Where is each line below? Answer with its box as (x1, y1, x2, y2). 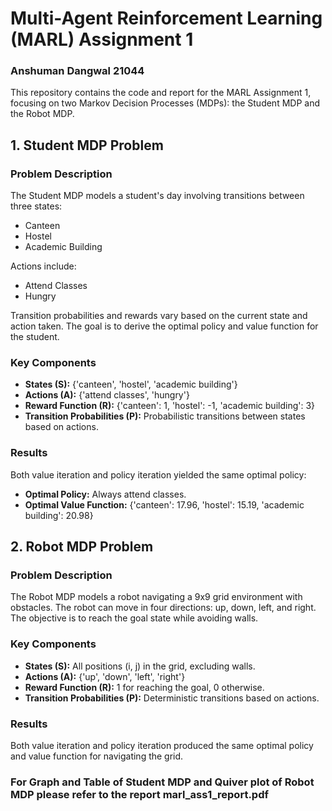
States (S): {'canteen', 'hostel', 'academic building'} (24, 378, 238, 391)
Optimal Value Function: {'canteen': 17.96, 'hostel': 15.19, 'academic (24, 498, 305, 511)
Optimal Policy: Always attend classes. (24, 488, 187, 500)
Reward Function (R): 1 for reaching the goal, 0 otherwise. (24, 681, 265, 693)
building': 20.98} (24, 509, 94, 521)
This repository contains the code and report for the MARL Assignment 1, (10, 87, 312, 99)
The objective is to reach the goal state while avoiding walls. (10, 612, 259, 624)
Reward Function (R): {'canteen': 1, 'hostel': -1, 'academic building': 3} (24, 400, 316, 412)
